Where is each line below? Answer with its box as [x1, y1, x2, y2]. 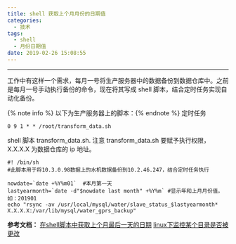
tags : [7, 30, 23, 37]
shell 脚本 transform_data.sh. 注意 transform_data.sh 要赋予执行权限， [7, 136, 210, 144]
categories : [7, 17, 42, 24]
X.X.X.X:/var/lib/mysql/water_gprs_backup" [7, 207, 137, 214]
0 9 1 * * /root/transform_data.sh [7, 122, 112, 130]
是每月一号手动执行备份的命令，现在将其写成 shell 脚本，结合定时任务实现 [7, 85, 221, 94]
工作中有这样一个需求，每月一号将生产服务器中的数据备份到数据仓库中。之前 [7, 76, 229, 84]
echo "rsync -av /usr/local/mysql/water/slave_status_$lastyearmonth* [7, 201, 218, 208]
